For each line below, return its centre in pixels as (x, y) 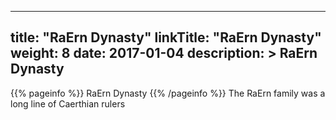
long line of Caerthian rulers (68, 103)
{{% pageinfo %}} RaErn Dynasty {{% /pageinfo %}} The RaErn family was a (168, 93)
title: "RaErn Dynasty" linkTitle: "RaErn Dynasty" (166, 37)
